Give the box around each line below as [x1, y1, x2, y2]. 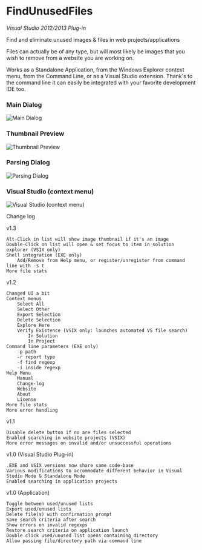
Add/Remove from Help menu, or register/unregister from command [17, 258, 186, 264]
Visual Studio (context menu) [6, 187, 94, 195]
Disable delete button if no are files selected [6, 429, 131, 436]
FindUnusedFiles [6, 4, 93, 18]
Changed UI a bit [6, 290, 50, 297]
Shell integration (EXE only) [6, 252, 83, 258]
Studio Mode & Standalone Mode [6, 473, 85, 480]
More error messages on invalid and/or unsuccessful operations [6, 440, 172, 446]
